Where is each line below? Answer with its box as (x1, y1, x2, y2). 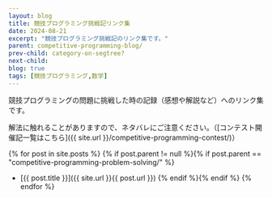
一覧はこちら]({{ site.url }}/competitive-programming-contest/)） (22, 133, 240, 142)
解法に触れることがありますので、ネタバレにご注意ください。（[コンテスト (8, 122, 256, 132)
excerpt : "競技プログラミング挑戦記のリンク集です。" (8, 34, 168, 43)
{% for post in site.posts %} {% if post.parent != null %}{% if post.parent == (8, 149, 261, 158)
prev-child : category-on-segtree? (8, 49, 125, 57)
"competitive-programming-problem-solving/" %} (8, 157, 176, 166)
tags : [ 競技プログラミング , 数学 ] (8, 72, 108, 80)
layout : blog (8, 11, 53, 20)
